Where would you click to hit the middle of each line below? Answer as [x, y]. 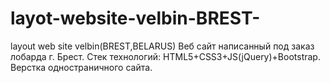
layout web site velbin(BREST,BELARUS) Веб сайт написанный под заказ [162, 46]
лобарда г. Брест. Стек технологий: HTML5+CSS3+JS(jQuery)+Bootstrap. [165, 56]
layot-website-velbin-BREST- [135, 18]
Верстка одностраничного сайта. [81, 67]
